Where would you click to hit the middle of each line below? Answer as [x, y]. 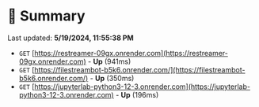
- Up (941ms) [109, 61]
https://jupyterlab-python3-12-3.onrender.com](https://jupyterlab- [143, 87]
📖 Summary [46, 16]
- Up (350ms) [112, 78]
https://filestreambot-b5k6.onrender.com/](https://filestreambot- [140, 69]
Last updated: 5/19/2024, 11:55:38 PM [70, 38]
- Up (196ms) [137, 94]
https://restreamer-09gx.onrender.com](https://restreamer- [131, 53]
